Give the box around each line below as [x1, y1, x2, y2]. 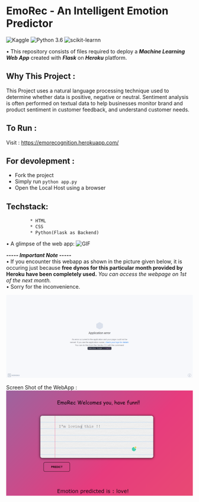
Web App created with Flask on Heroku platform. [6, 54, 127, 61]
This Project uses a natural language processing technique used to [6, 87, 169, 94]
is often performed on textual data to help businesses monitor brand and [6, 100, 184, 107]
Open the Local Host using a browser [14, 184, 106, 191]
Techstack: [6, 202, 49, 212]
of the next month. [6, 277, 52, 284]
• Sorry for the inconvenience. [6, 283, 81, 290]
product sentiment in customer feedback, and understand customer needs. [6, 105, 190, 113]
